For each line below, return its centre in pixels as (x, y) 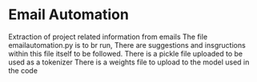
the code (23, 70)
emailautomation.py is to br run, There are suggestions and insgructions (127, 45)
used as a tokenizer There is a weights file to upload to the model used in (129, 62)
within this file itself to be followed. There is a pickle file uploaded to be (126, 53)
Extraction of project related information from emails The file (108, 37)
